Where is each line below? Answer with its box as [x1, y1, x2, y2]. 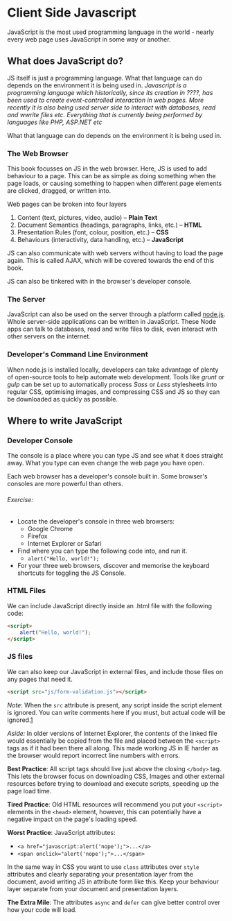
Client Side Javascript [7, 5, 136, 21]
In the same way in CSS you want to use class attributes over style [7, 862, 199, 871]
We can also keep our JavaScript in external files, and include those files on [7, 667, 224, 675]
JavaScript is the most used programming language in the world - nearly [7, 28, 215, 36]
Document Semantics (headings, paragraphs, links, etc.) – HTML [17, 221, 202, 230]
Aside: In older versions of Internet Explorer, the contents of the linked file [7, 729, 218, 737]
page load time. [7, 786, 52, 795]
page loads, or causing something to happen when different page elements [7, 179, 222, 188]
